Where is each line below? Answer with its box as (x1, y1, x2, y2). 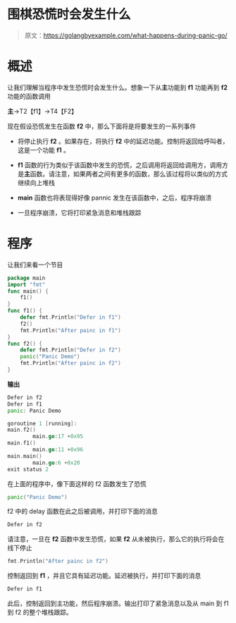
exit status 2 (7, 466, 49, 473)
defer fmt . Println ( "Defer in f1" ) (20, 314, 121, 321)
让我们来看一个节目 (7, 260, 63, 269)
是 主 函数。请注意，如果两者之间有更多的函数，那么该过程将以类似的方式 (17, 169, 228, 178)
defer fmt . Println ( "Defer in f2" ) (20, 346, 121, 353)
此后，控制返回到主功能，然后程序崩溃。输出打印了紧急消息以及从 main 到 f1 (7, 599, 229, 607)
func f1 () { (7, 308, 42, 315)
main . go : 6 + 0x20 (32, 459, 80, 466)
